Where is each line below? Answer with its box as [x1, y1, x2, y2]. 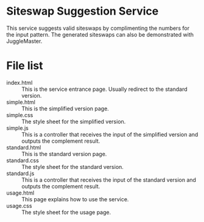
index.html [6, 79, 33, 86]
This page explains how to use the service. [21, 195, 129, 202]
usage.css [6, 202, 32, 209]
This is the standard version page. [21, 150, 107, 157]
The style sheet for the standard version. [21, 163, 124, 170]
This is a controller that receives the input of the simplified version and [21, 131, 199, 138]
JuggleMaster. [6, 37, 43, 45]
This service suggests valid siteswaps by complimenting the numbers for [6, 24, 190, 32]
